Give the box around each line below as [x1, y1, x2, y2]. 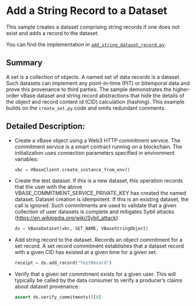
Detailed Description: [6, 121, 85, 131]
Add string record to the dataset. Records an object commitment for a [14, 237, 183, 244]
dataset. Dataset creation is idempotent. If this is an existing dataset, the [14, 196, 189, 203]
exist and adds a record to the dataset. [6, 29, 99, 36]
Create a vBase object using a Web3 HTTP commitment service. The [14, 137, 181, 144]
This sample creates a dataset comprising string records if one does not [6, 23, 180, 30]
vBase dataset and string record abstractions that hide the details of [20, 92, 185, 99]
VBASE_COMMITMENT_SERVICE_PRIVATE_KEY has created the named [14, 190, 187, 197]
